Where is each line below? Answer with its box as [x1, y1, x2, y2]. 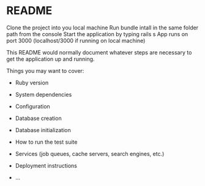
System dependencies [15, 91, 72, 98]
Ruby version [15, 79, 49, 86]
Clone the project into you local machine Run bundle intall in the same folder [6, 24, 199, 31]
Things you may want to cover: [6, 67, 84, 74]
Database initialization [15, 126, 72, 133]
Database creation [15, 114, 62, 122]
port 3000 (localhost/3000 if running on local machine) [6, 37, 146, 44]
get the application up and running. [6, 55, 95, 62]
